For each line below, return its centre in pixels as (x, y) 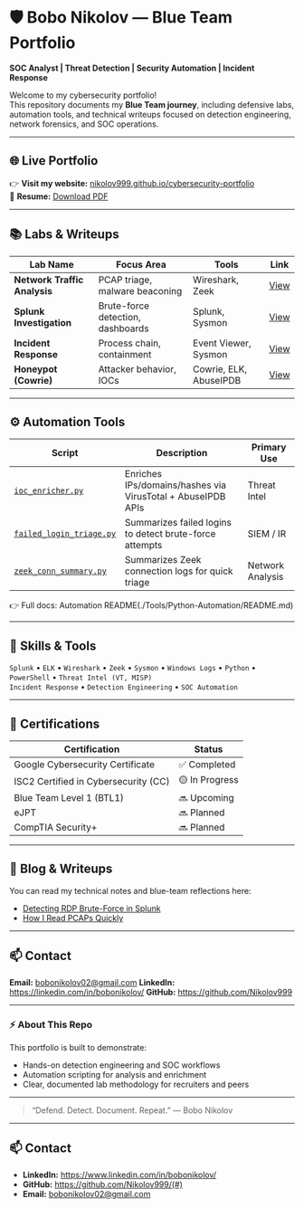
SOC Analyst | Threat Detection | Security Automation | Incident (132, 68)
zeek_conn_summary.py (60, 571)
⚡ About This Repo (51, 1024)
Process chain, (129, 343)
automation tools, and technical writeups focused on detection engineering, (150, 114)
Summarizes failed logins (179, 523)
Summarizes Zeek (163, 560)
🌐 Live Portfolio (54, 161)
